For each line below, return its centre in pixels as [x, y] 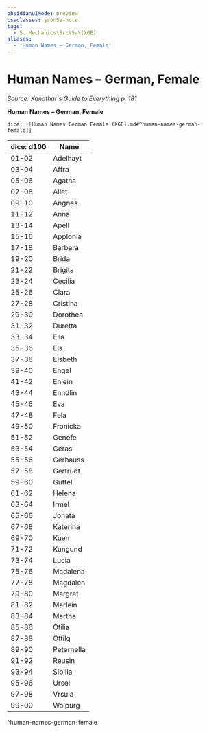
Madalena [69, 571]
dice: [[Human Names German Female [58, 124]
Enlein [63, 381]
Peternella [69, 649]
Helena [64, 493]
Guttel [63, 482]
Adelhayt [68, 158]
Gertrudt [67, 471]
